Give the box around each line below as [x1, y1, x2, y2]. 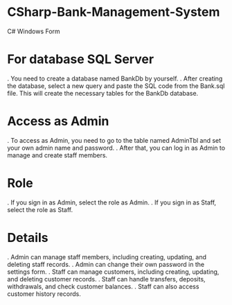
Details [7, 229, 48, 245]
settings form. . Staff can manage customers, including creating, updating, [7, 268, 220, 276]
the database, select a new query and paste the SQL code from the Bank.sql [7, 81, 225, 90]
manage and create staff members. [7, 150, 108, 159]
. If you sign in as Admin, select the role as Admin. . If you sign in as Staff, [7, 198, 217, 207]
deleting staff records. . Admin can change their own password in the [7, 260, 205, 268]
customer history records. [7, 289, 81, 298]
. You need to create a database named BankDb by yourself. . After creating [7, 74, 223, 82]
